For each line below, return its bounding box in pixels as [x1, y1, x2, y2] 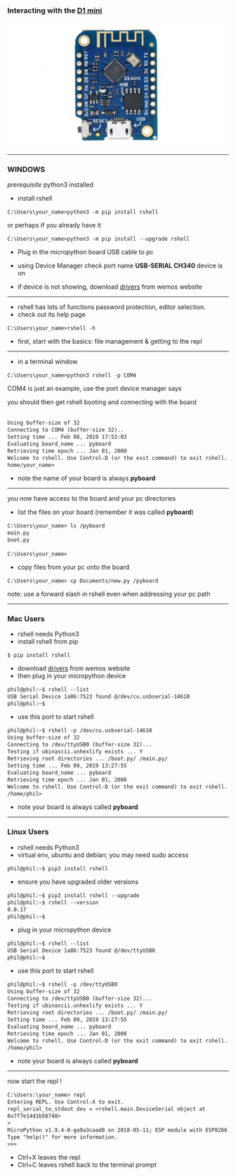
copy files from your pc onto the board [17, 563, 130, 572]
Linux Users [7, 827, 49, 837]
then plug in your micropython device [17, 672, 126, 680]
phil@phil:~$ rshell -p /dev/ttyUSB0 [7, 981, 118, 988]
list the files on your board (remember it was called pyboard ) [17, 508, 195, 516]
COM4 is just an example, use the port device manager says [7, 384, 182, 393]
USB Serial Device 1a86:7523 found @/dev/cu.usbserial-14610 [7, 693, 190, 701]
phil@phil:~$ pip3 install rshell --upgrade [7, 892, 140, 899]
